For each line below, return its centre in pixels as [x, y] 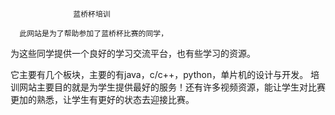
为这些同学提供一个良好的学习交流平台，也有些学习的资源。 [133, 53]
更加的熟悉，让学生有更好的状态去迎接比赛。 [102, 99]
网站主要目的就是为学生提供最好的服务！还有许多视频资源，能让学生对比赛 [172, 87]
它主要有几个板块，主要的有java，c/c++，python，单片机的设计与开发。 [159, 74]
